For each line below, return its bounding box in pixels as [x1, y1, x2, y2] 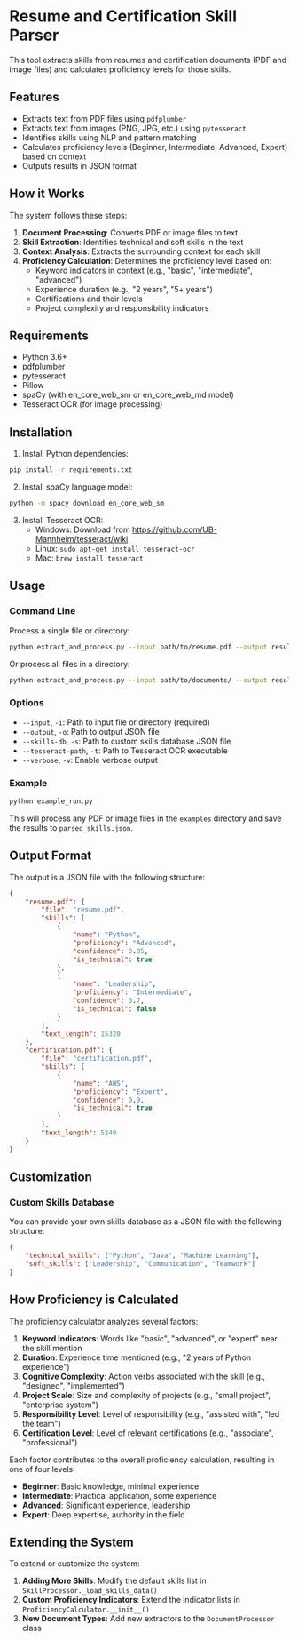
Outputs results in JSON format [21, 160, 137, 171]
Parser [9, 25, 59, 45]
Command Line [9, 605, 76, 617]
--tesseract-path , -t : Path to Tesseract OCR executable [21, 744, 228, 756]
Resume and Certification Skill [9, 6, 238, 27]
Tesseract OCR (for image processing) [21, 399, 163, 410]
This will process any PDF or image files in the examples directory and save [9, 813, 282, 824]
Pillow [21, 380, 44, 391]
